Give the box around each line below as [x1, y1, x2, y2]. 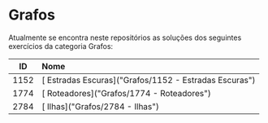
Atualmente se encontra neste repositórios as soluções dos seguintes [8, 33, 242, 42]
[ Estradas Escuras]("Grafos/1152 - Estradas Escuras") [41, 74, 256, 86]
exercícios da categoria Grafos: [8, 41, 114, 51]
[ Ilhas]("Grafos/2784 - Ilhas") [41, 100, 160, 112]
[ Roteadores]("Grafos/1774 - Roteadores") [41, 87, 211, 99]
